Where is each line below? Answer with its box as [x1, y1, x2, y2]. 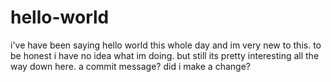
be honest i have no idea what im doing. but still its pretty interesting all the [10, 49, 320, 61]
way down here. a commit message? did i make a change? [10, 60, 251, 72]
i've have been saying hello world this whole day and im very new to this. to [10, 39, 322, 51]
